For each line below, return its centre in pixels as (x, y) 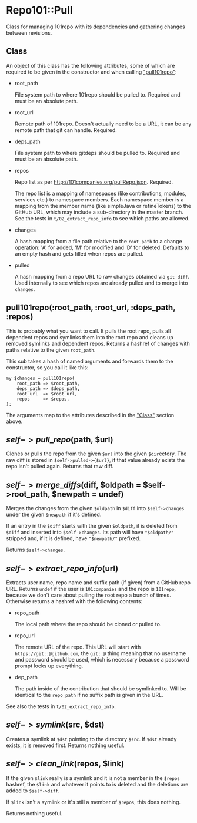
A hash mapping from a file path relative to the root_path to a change (98, 241)
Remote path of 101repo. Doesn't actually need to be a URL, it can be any (103, 124)
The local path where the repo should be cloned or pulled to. (88, 624)
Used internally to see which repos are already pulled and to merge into (101, 283)
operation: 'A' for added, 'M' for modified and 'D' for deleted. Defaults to (102, 247)
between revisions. (29, 32)
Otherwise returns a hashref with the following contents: (74, 601)
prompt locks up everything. (49, 666)
